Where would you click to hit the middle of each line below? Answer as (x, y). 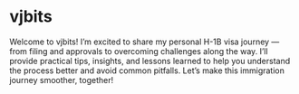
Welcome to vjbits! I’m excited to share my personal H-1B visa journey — (145, 42)
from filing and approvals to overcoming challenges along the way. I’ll (139, 51)
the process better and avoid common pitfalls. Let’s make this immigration (147, 70)
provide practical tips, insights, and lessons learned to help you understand (150, 61)
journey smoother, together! (62, 80)
